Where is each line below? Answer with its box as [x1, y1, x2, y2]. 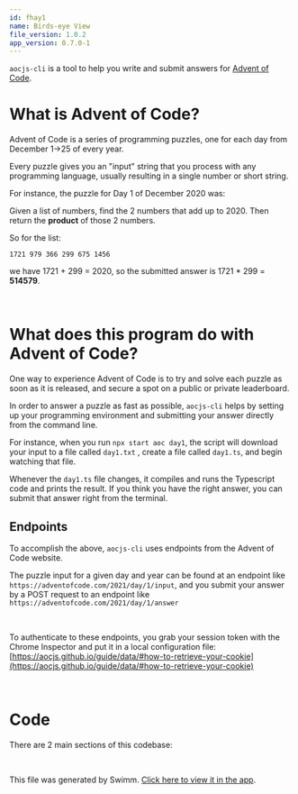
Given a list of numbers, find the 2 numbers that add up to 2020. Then [9, 205, 269, 216]
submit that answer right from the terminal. [9, 493, 168, 504]
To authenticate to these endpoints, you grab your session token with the [9, 632, 281, 643]
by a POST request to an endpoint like [9, 589, 150, 599]
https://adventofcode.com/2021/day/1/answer [9, 598, 179, 607]
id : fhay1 [9, 13, 47, 23]
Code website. [9, 552, 63, 563]
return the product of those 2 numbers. [9, 215, 156, 226]
